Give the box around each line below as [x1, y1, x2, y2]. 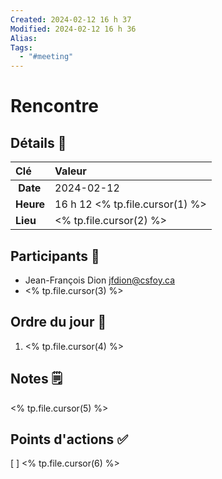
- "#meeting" [19, 52, 74, 62]
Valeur [54, 164, 87, 178]
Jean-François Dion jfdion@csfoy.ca [24, 274, 175, 286]
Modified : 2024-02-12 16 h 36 [10, 24, 137, 34]
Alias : [10, 33, 38, 43]
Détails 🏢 [10, 134, 67, 151]
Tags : [10, 42, 33, 53]
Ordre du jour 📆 [10, 314, 107, 331]
